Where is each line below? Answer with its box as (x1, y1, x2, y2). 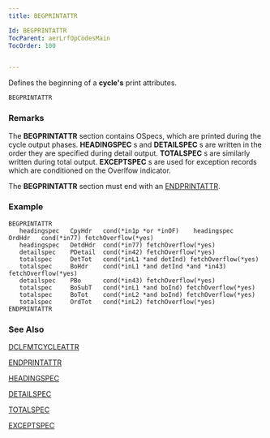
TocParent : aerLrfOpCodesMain (8, 34, 111, 42)
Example (8, 201, 44, 213)
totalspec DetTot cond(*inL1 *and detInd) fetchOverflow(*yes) (19, 255, 259, 264)
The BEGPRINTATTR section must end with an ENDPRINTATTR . (8, 181, 221, 191)
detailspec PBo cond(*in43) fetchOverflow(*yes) (19, 277, 216, 285)
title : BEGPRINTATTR (8, 11, 79, 20)
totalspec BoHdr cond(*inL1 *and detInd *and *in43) (19, 262, 227, 270)
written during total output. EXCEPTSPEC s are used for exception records (8, 157, 257, 166)
